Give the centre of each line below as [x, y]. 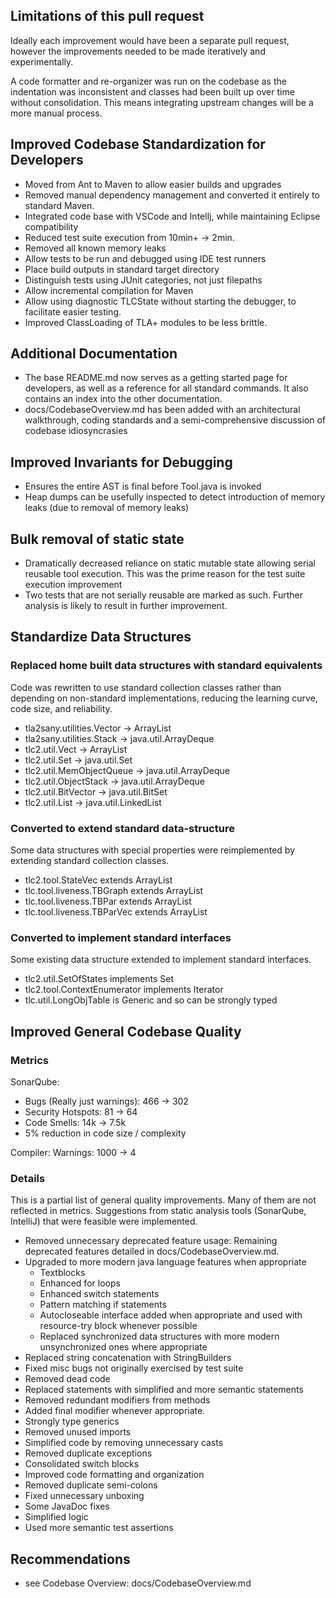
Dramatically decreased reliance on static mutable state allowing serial [170, 563]
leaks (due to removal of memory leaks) [107, 508]
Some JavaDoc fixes [67, 1506]
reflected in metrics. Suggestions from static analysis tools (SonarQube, [158, 1211]
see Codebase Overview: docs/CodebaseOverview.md [138, 1583]
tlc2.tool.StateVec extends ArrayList [98, 880]
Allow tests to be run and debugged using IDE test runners [145, 258]
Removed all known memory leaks [95, 248]
